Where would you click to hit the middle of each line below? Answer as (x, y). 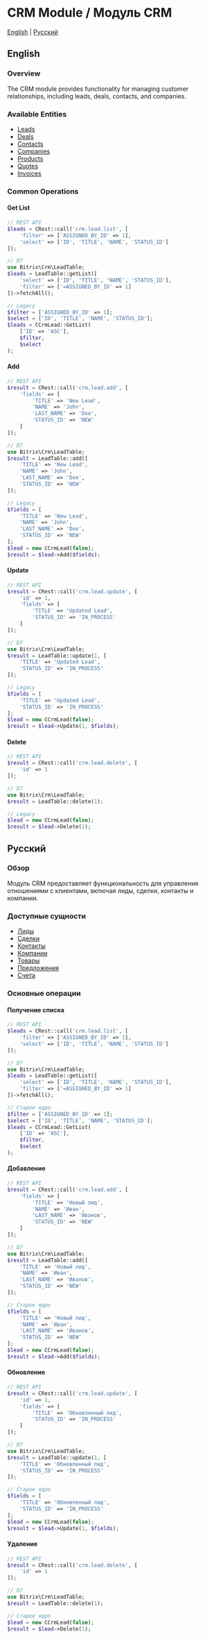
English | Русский (33, 32)
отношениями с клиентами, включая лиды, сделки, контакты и (100, 890)
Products (30, 158)
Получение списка (36, 1010)
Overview (24, 74)
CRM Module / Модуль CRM (90, 13)
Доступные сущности (47, 916)
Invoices (29, 173)
